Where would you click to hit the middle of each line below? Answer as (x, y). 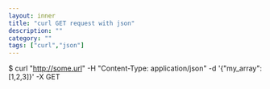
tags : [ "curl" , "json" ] (46, 46)
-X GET (48, 77)
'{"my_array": (240, 68)
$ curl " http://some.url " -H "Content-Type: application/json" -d (112, 68)
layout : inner (32, 16)
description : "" (35, 30)
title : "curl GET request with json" (72, 23)
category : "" (30, 38)
